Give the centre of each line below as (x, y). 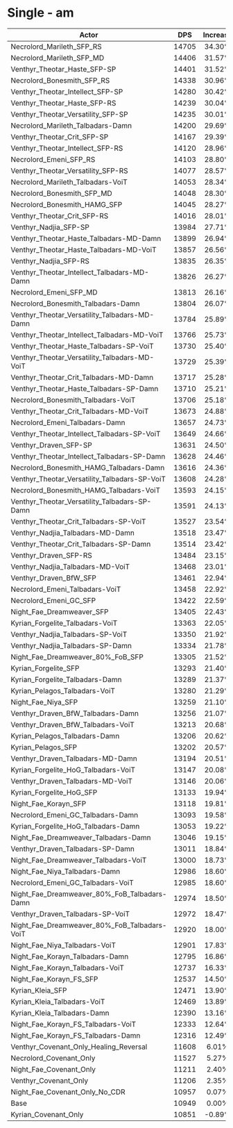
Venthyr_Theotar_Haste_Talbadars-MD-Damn (86, 238)
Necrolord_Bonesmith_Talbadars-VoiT (73, 399)
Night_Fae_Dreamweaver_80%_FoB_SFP (77, 656)
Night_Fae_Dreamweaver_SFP (60, 611)
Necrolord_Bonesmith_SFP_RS (60, 80)
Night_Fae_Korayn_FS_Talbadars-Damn (76, 1035)
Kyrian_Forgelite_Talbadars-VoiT (64, 623)
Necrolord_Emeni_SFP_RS (53, 159)
